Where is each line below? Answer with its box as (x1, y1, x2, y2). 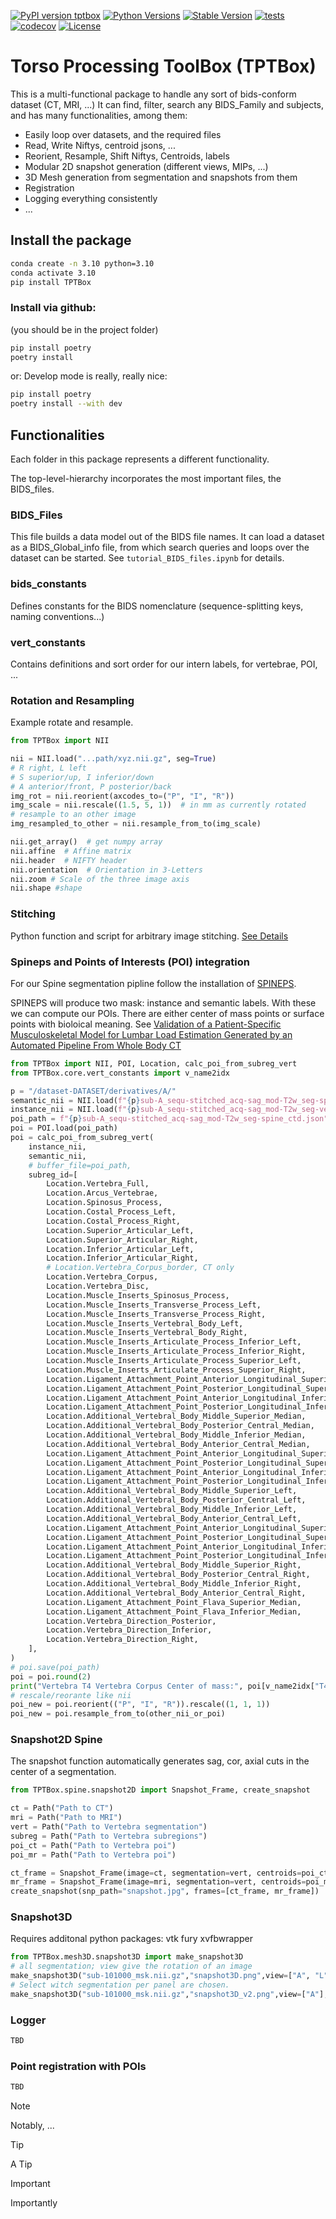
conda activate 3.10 (10, 268, 97, 278)
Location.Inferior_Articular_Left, (46, 1244, 195, 1254)
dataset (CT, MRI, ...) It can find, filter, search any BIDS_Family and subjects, (10, 98, 325, 110)
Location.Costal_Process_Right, (46, 1216, 182, 1226)
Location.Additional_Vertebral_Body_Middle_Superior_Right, (46, 1560, 302, 1570)
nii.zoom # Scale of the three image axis (10, 874, 190, 884)
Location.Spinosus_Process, (46, 1198, 163, 1208)
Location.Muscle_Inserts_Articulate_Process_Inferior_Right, (46, 1346, 307, 1357)
